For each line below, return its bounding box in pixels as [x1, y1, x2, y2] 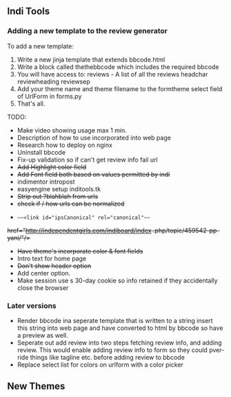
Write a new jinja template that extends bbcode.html [17, 55, 165, 64]
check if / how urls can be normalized [17, 200, 125, 208]
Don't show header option [17, 262, 92, 270]
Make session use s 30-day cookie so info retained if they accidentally [17, 276, 219, 284]
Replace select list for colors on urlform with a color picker [17, 360, 184, 369]
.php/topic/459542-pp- [152, 226, 220, 234]
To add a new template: [7, 41, 74, 50]
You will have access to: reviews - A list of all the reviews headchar [17, 70, 208, 78]
